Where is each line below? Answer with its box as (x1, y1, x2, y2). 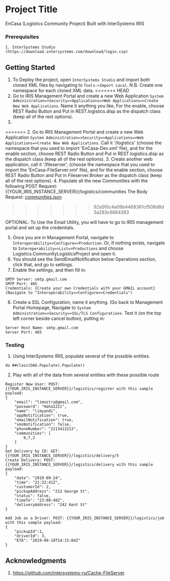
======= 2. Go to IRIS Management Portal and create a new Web (5, 129, 144, 135)
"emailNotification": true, (14, 417, 74, 423)
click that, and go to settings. (12, 262, 74, 268)
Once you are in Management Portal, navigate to (12, 235, 114, 241)
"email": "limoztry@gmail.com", (14, 399, 83, 405)
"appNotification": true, (14, 413, 70, 418)
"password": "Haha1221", (14, 404, 67, 409)
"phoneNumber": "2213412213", (14, 426, 79, 432)
